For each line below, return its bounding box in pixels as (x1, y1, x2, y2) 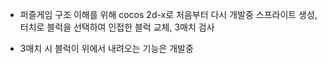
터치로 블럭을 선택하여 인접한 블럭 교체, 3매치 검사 (19, 21, 215, 33)
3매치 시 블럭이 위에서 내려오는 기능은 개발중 (19, 43, 194, 54)
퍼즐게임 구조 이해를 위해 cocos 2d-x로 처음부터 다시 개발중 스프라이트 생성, (19, 9, 318, 20)
